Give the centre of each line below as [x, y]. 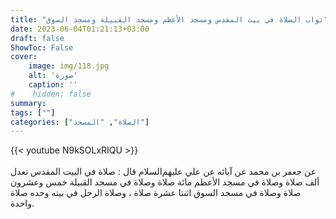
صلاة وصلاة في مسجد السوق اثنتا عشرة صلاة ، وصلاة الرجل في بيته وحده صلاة [156, 193]
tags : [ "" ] [33, 112]
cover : [24, 57]
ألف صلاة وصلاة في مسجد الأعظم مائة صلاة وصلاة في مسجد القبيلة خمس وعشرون [165, 182]
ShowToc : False [42, 47]
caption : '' [53, 85]
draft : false [37, 38]
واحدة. [22, 203]
